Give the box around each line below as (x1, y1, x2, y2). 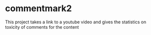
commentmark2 (5, 3, 72, 14)
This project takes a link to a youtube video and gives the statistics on (5, 19, 147, 25)
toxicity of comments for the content (5, 24, 79, 30)
